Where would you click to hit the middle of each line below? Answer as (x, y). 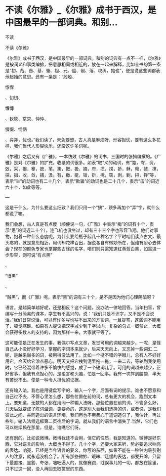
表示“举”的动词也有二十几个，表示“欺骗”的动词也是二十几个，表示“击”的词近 (82, 181)
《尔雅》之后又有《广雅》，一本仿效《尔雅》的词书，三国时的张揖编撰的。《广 (83, 156)
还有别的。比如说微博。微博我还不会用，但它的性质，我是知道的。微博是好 (81, 437)
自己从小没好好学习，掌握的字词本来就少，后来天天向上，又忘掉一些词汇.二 (82, 348)
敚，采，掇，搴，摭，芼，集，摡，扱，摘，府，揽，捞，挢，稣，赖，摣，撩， (83, 169)
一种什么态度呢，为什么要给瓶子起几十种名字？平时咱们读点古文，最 (91, 236)
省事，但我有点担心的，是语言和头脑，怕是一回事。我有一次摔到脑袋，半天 (85, 373)
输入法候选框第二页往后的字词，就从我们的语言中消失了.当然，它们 (86, 421)
